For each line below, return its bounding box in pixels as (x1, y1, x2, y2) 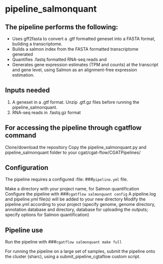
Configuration (5, 163, 49, 172)
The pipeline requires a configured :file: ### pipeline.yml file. (5, 177, 128, 183)
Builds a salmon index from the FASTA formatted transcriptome (12, 46, 139, 52)
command (5, 131, 36, 140)
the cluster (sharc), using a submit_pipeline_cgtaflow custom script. (5, 254, 141, 260)
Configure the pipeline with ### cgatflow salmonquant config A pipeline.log (5, 191, 156, 197)
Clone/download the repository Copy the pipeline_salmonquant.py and (5, 144, 147, 150)
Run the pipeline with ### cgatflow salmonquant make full (5, 239, 122, 245)
